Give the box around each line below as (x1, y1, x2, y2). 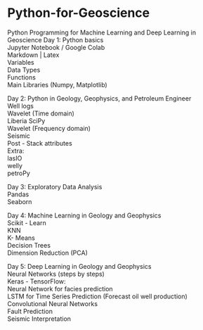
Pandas (7, 190, 30, 198)
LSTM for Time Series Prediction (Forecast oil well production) (7, 292, 188, 300)
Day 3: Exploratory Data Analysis (7, 182, 103, 191)
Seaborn (7, 197, 32, 205)
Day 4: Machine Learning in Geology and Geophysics (7, 211, 162, 220)
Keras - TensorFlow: (7, 277, 66, 286)
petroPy (7, 169, 30, 177)
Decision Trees (7, 241, 51, 249)
